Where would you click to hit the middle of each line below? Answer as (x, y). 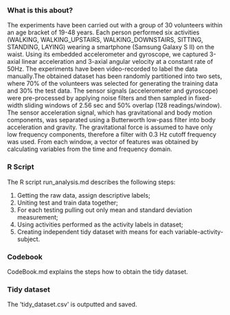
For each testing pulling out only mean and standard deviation (104, 210)
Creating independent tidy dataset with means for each (95, 231)
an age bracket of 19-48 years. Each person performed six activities (103, 32)
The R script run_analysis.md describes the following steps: (91, 182)
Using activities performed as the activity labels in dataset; (100, 224)
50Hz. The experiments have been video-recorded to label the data (102, 69)
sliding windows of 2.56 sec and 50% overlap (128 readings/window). (123, 106)
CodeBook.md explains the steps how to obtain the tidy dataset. (98, 271)
